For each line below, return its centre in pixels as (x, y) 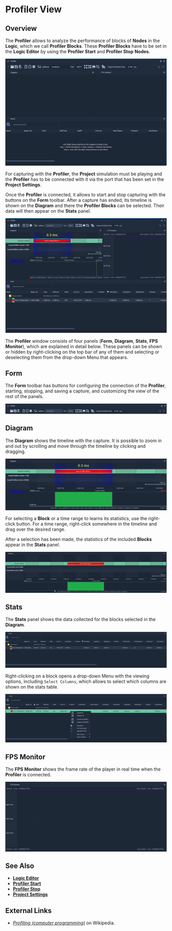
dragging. (16, 451)
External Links (29, 911)
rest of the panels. (25, 397)
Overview (21, 28)
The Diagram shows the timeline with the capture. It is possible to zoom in (84, 440)
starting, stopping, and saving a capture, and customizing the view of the (82, 391)
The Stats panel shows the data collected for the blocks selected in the (81, 619)
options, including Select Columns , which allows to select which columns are (86, 681)
